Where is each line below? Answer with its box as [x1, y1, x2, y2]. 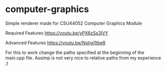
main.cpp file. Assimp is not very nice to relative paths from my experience [5, 54, 161, 61]
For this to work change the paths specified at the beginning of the [5, 49, 145, 55]
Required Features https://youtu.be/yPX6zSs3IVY [5, 30, 108, 36]
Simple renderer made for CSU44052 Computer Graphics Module [5, 20, 142, 26]
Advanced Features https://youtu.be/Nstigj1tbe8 [5, 39, 106, 46]
